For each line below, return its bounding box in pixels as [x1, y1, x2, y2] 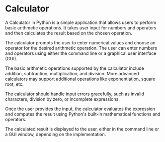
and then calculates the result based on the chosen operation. [5, 30, 133, 36]
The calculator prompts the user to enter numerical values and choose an [5, 39, 156, 45]
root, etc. [5, 81, 24, 87]
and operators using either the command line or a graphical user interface [5, 50, 157, 56]
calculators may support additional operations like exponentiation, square [5, 76, 156, 82]
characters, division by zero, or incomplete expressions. [5, 96, 120, 102]
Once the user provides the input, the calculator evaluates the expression [5, 106, 156, 112]
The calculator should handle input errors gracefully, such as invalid [5, 91, 144, 97]
